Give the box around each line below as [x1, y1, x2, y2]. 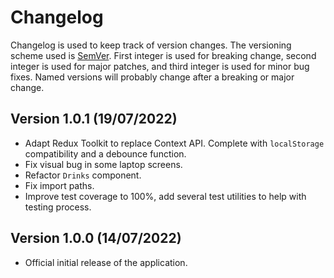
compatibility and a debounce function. [24, 147, 187, 160]
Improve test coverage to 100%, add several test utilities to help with [24, 190, 307, 202]
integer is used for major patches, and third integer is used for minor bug [10, 60, 310, 72]
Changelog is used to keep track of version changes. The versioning [10, 39, 292, 51]
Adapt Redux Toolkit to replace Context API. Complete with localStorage [24, 137, 325, 149]
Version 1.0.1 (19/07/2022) [10, 111, 178, 128]
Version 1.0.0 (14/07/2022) [10, 230, 182, 247]
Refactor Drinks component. [24, 169, 142, 181]
